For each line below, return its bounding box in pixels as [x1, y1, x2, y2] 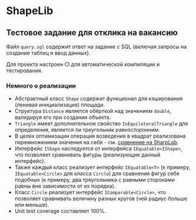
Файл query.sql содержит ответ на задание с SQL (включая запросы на [6, 43, 187, 50]
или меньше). [14, 201, 49, 208]
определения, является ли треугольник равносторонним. [14, 126, 160, 134]
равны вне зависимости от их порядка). [14, 182, 116, 189]
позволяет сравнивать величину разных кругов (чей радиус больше [14, 195, 188, 202]
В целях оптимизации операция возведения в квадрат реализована [14, 132, 186, 139]
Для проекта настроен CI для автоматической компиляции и [6, 61, 160, 68]
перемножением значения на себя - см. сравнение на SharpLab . [14, 139, 179, 146]
